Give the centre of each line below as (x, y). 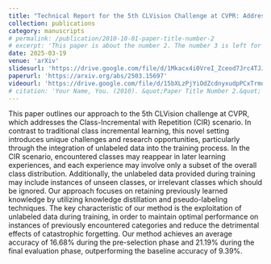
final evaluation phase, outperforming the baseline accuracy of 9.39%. (126, 251)
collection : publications (52, 23)
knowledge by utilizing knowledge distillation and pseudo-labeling (118, 199)
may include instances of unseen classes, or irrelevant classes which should (135, 182)
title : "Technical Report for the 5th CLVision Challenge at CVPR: (124, 16)
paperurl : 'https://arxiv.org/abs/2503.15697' (88, 76)
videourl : (25, 83)
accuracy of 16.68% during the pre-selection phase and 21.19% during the (131, 242)
